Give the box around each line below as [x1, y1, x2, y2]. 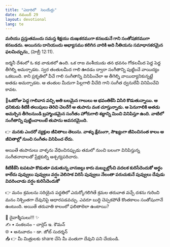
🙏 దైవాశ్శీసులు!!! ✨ [5, 215, 40, 221]
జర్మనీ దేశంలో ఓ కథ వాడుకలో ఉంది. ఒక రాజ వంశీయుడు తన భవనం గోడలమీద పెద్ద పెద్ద [5, 60, 161, 66]
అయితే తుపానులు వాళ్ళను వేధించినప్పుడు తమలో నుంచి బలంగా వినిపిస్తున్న [5, 147, 141, 153]
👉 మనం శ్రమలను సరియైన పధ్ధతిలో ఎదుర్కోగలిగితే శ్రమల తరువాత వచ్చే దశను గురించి [5, 189, 160, 195]
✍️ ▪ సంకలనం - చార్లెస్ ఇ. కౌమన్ [5, 221, 65, 228]
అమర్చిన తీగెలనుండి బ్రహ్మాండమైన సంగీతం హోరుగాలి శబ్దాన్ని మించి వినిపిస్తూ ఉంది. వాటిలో [5, 111, 164, 117]
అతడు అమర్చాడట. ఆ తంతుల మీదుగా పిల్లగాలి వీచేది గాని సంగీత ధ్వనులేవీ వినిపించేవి [5, 79, 159, 86]
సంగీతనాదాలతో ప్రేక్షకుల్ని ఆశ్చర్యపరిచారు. [5, 154, 79, 160]
